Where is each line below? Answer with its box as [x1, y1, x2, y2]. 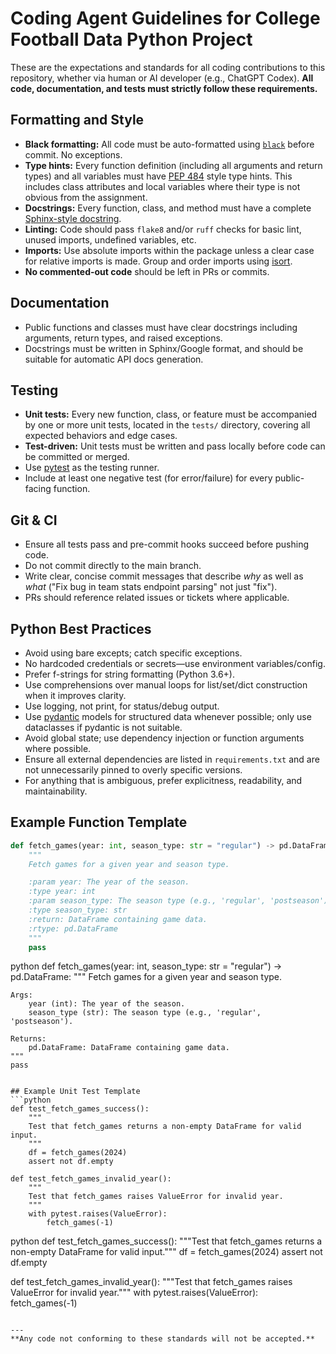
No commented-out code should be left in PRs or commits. [24, 265, 270, 277]
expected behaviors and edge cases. [24, 430, 178, 442]
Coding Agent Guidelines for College [10, 7, 321, 30]
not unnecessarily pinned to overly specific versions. [24, 764, 243, 776]
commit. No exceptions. [24, 148, 123, 161]
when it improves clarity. [24, 690, 127, 701]
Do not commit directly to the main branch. [24, 560, 202, 572]
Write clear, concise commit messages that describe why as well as [24, 570, 304, 582]
